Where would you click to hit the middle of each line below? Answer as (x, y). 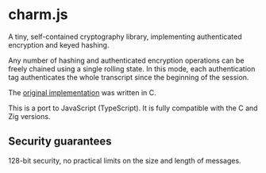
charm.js (38, 15)
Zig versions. (29, 116)
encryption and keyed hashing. (59, 44)
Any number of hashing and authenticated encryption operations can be (126, 60)
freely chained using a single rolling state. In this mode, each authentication (132, 68)
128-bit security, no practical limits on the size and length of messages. (125, 160)
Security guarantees (60, 142)
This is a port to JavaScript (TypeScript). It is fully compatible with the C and (133, 108)
